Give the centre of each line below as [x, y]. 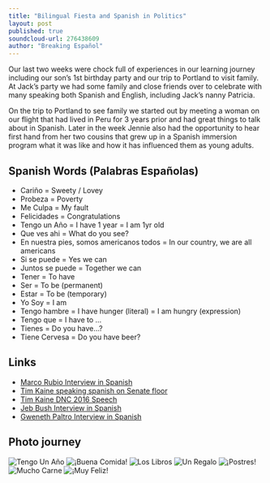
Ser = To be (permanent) [62, 285]
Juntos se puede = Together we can [81, 268]
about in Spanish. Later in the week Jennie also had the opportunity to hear [134, 128]
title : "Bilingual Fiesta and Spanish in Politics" [97, 16]
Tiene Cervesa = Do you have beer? [80, 337]
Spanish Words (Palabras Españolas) [104, 171]
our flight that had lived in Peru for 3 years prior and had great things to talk [135, 119]
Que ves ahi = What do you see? [75, 233]
